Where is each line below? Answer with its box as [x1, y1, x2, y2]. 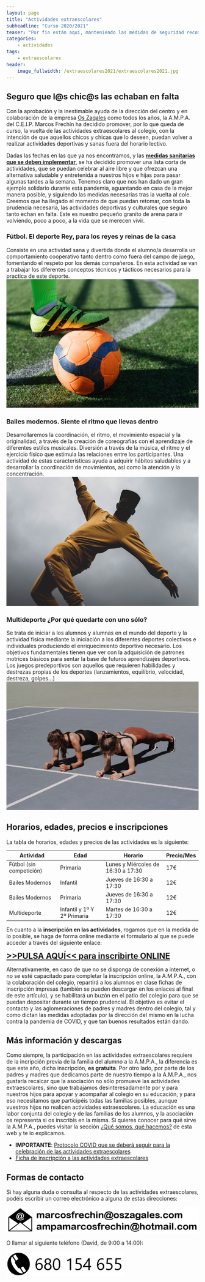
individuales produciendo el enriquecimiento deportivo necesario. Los [6, 643, 182, 650]
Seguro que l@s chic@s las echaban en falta [6, 91, 179, 102]
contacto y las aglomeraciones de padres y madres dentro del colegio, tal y [6, 1004, 196, 1012]
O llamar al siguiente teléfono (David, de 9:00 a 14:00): [6, 1239, 143, 1247]
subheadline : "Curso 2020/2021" [6, 23, 88, 29]
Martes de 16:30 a [106, 906, 153, 913]
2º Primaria [60, 912, 89, 920]
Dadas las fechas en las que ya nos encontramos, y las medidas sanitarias [6, 152, 195, 159]
